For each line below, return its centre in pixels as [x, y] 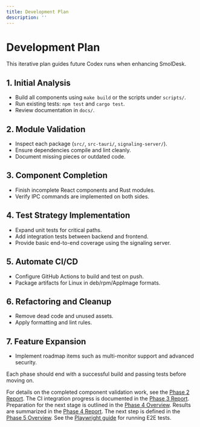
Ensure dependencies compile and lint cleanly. [73, 150]
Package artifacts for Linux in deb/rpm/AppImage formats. [88, 283]
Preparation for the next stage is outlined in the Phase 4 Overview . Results [99, 405]
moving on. [20, 381]
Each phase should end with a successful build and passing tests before [96, 374]
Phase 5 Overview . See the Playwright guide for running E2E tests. [89, 418]
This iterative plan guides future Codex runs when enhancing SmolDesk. [96, 64]
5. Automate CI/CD [42, 262]
